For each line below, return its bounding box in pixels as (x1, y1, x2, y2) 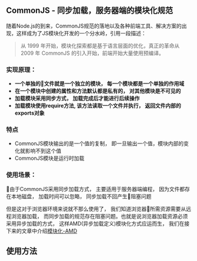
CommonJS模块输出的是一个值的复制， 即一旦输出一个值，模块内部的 (14, 140, 184, 147)
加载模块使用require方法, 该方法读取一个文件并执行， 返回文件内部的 (14, 102, 181, 109)
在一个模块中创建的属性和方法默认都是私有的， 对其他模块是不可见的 (14, 88, 181, 95)
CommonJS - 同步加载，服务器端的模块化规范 (6, 5, 173, 16)
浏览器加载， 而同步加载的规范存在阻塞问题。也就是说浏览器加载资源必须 (11, 212, 188, 219)
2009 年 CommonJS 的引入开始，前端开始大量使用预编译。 (20, 49, 165, 56)
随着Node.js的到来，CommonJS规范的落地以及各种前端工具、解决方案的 (6, 22, 182, 29)
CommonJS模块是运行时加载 (14, 155, 85, 162)
